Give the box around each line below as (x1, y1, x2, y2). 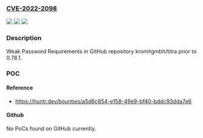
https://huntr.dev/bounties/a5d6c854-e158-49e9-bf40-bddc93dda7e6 (15, 97, 192, 105)
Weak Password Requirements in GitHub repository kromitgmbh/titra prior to (6, 47, 197, 55)
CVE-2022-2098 (6, 4, 58, 13)
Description (6, 34, 42, 42)
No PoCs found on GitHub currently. (6, 125, 96, 132)
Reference (6, 84, 33, 91)
